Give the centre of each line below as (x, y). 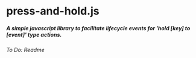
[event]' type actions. (34, 34)
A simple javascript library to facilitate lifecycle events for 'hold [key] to (98, 28)
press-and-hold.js (53, 11)
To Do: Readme (26, 50)
